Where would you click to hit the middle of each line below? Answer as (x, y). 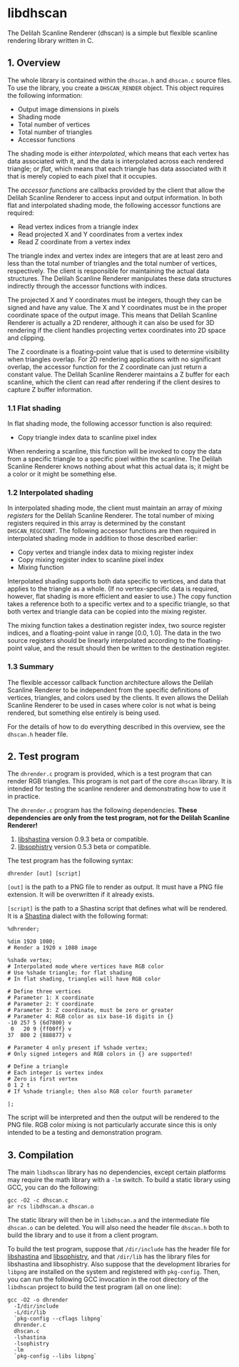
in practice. (24, 796)
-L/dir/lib (30, 1313)
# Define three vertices (44, 992)
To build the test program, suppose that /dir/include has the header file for (119, 1249)
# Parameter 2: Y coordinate (51, 1004)
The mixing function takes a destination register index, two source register (117, 626)
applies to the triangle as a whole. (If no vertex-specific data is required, (113, 589)
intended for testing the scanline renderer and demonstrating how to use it (117, 789)
